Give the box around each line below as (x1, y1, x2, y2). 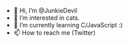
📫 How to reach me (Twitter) (13, 29, 96, 37)
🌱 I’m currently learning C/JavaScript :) (13, 21, 123, 29)
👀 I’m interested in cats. (13, 14, 80, 22)
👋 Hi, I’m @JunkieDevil (13, 7, 77, 14)
